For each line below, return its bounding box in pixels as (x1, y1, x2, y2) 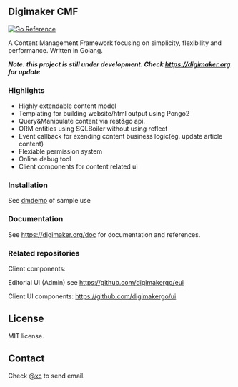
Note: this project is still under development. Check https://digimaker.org (8, 60, 231, 69)
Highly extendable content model (18, 101, 116, 110)
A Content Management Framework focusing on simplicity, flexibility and (8, 39, 222, 47)
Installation (8, 180, 49, 190)
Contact (8, 353, 45, 365)
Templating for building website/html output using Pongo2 (18, 109, 190, 118)
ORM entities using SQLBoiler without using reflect (18, 124, 168, 133)
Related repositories (8, 248, 80, 258)
